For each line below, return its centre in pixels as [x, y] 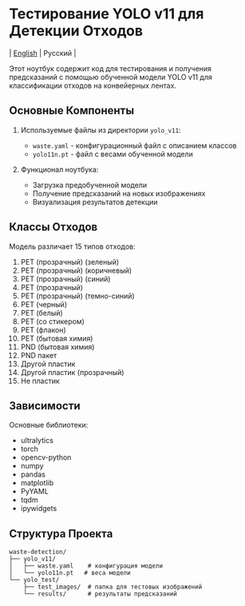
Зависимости [45, 406]
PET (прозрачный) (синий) [65, 279]
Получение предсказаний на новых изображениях [119, 193]
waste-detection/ [38, 552]
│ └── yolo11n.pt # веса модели [70, 573]
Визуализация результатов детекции [95, 201]
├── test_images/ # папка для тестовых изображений [113, 587]
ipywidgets [39, 508]
